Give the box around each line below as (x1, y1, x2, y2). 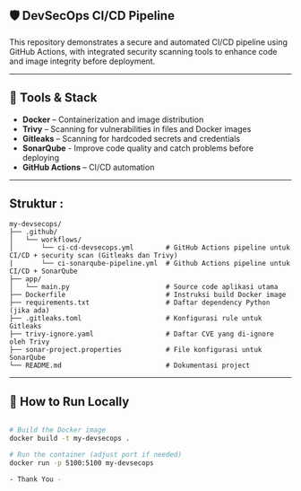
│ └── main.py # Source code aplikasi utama (9, 283, 279, 292)
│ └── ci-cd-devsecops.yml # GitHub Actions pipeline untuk (9, 243, 291, 252)
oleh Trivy (9, 338, 50, 346)
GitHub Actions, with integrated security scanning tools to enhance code (9, 46, 278, 57)
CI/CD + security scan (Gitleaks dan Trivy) (9, 251, 178, 260)
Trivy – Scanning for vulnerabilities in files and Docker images (21, 123, 252, 134)
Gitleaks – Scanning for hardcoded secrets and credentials (21, 133, 240, 144)
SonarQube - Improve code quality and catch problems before (21, 143, 254, 153)
